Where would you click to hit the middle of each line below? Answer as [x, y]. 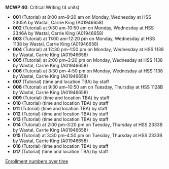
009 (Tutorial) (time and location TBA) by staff [61, 98]
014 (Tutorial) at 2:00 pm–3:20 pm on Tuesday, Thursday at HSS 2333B [88, 124]
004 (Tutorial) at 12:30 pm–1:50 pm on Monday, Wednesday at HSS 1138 [88, 49]
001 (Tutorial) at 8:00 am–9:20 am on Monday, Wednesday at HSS [82, 17]
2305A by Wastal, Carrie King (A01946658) [58, 23]
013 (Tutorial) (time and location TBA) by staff [60, 119]
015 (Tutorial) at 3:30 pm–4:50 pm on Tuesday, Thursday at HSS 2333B [87, 135]
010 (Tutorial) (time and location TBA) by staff [61, 103]
